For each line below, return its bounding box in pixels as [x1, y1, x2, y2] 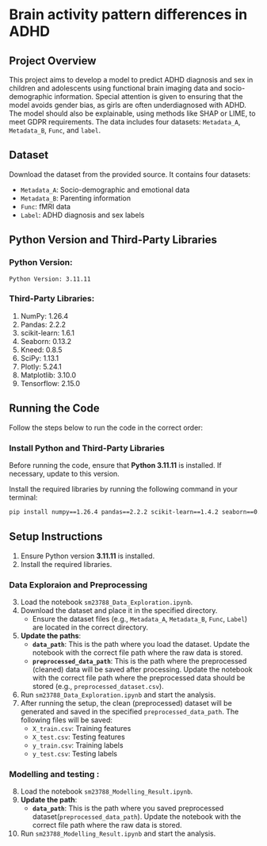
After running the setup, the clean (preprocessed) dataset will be [20, 698, 232, 707]
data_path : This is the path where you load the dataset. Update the [32, 639, 250, 649]
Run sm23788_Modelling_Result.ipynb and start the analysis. [20, 829, 216, 838]
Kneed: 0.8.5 [20, 345, 63, 354]
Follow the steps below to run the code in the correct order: [9, 423, 204, 432]
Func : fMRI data [20, 201, 71, 211]
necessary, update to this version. [9, 469, 120, 478]
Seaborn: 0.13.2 [20, 336, 72, 346]
